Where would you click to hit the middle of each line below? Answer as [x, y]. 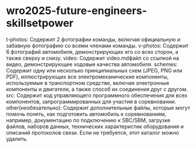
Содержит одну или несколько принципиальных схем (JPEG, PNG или [94, 70]
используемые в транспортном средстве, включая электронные [88, 82]
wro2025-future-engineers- [77, 11]
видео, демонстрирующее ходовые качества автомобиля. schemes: [92, 64]
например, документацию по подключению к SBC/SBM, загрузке [88, 120]
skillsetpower [40, 23]
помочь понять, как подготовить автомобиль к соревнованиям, [86, 114]
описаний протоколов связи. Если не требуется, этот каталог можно [93, 132]
